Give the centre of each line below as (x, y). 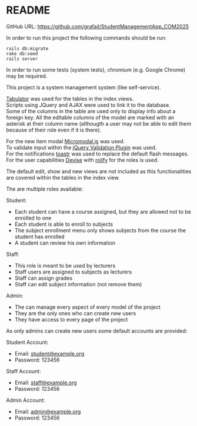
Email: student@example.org (49, 353)
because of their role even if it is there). (54, 130)
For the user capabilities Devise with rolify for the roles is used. (82, 160)
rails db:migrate (27, 48)
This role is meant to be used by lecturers (65, 265)
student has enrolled (39, 236)
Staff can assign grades (43, 278)
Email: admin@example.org (48, 411)
